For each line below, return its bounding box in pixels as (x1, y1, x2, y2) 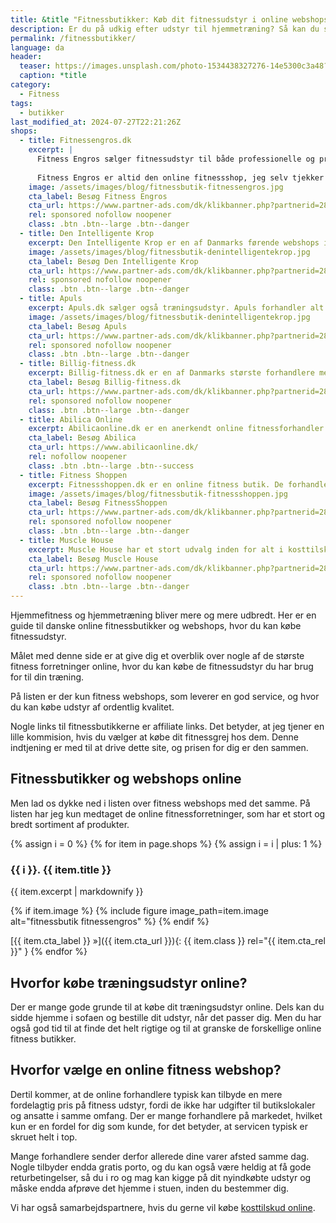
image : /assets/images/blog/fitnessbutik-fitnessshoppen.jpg (28, 489, 288, 499)
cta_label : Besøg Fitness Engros (28, 191, 168, 201)
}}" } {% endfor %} (10, 946, 88, 958)
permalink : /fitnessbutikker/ (10, 33, 137, 43)
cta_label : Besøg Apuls (28, 321, 128, 331)
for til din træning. (10, 671, 85, 683)
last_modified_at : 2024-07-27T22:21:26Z (10, 117, 182, 127)
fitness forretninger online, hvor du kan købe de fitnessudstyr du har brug (10, 661, 314, 672)
